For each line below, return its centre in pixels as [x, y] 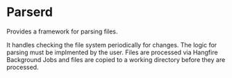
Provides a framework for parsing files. [62, 31]
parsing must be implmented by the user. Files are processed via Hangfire [112, 52]
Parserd [30, 12]
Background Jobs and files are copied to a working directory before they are [116, 59]
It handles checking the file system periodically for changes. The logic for [112, 45]
